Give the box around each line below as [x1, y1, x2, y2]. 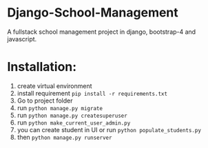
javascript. [7, 34, 37, 43]
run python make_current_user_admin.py [17, 118, 131, 127]
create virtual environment [17, 81, 92, 90]
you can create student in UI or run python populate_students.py [17, 125, 202, 134]
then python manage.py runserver [17, 133, 112, 141]
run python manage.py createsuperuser [17, 111, 127, 119]
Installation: [7, 59, 77, 75]
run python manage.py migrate [17, 103, 103, 112]
